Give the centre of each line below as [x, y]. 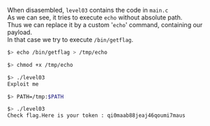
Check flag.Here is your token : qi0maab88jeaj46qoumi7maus [97, 116]
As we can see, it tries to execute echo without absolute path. [95, 17]
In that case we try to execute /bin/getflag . [70, 40]
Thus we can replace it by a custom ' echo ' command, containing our [105, 25]
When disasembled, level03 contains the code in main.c [88, 10]
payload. [20, 32]
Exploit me [23, 84]
